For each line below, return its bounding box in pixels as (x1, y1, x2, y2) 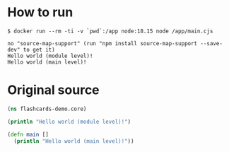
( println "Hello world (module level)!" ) (7, 118, 131, 125)
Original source (7, 82, 100, 98)
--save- (200, 40, 223, 47)
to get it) (23, 46, 55, 53)
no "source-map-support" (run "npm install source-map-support (7, 40, 198, 47)
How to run (7, 4, 74, 21)
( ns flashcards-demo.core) (7, 105, 87, 112)
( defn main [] (7, 131, 49, 138)
